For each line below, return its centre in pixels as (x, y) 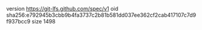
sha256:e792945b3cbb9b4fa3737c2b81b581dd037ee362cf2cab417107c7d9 (101, 15)
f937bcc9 (18, 21)
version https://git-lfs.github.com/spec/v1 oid (62, 9)
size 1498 (44, 21)
